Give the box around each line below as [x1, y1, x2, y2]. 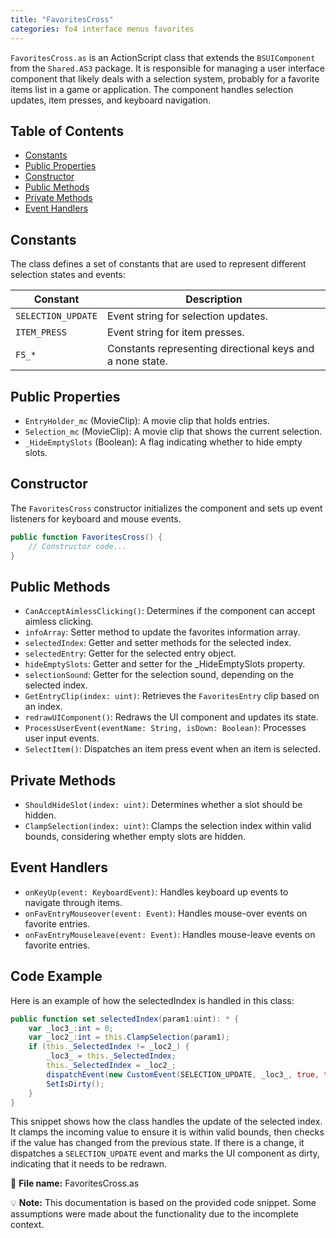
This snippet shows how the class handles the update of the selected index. [10, 1116, 323, 1128]
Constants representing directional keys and [106, 342, 315, 356]
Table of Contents [10, 122, 125, 140]
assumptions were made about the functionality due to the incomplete [10, 1208, 300, 1220]
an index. [24, 701, 63, 713]
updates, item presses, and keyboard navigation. [10, 94, 212, 106]
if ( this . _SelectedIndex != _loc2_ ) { [28, 1042, 190, 1052]
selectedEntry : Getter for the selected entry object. [24, 647, 237, 660]
